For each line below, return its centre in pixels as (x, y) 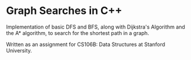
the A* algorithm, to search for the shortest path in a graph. (78, 33)
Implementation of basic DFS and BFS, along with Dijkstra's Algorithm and (95, 27)
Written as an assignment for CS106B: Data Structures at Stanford (86, 44)
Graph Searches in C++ (64, 11)
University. (19, 50)
